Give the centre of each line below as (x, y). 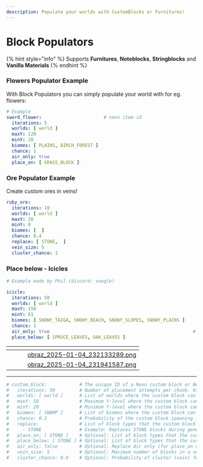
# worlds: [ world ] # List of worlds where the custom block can (101, 396)
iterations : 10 (31, 208)
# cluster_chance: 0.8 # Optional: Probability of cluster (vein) (98, 458)
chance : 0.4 (27, 236)
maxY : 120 (24, 134)
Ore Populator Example (41, 178)
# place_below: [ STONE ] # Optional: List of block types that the (97, 441)
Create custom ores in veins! (42, 191)
